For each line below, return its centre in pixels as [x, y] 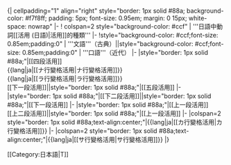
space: [17, 26]
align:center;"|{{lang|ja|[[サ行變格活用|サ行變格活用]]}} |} [88, 140]
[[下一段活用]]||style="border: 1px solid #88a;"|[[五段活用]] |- [94, 87]
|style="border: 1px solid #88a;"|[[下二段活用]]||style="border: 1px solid [109, 96]
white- [198, 18]
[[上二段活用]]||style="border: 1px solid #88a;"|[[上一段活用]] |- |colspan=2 [114, 113]
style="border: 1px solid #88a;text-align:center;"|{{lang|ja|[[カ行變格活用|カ [115, 122]
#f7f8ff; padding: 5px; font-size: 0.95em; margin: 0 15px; [106, 18]
